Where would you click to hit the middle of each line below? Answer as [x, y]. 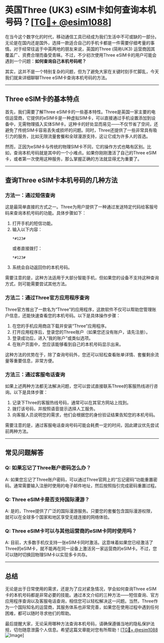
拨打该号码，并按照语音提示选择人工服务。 [55, 409]
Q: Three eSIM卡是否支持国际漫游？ [47, 499]
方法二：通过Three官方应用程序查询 [47, 298]
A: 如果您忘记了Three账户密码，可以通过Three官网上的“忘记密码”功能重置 [79, 479]
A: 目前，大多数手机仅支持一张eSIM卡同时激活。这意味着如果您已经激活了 [79, 542]
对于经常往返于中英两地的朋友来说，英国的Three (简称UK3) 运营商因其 [84, 49]
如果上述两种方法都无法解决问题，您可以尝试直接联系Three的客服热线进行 [79, 386]
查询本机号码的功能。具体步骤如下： [50, 213]
